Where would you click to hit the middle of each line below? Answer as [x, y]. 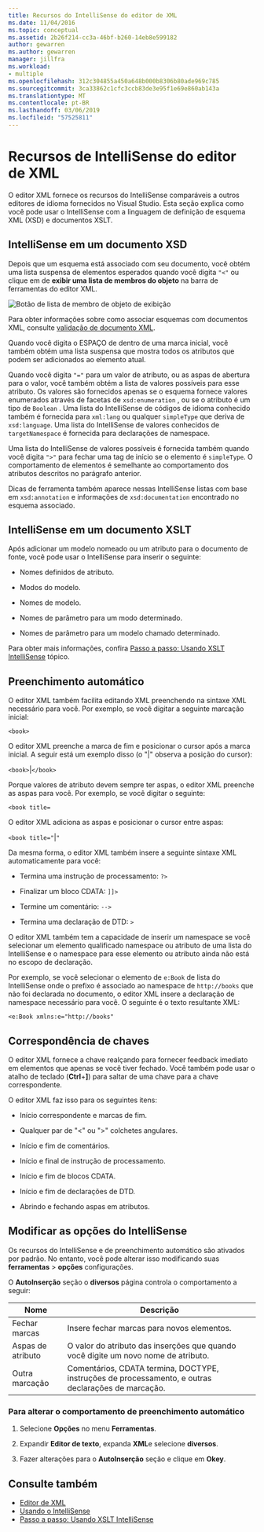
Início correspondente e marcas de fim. [83, 1116]
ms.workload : [29, 67]
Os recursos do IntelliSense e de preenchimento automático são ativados [126, 1250]
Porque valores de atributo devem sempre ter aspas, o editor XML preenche [131, 785]
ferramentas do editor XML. [53, 288]
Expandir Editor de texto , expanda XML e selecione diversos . [119, 1444]
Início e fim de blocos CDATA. [68, 1176]
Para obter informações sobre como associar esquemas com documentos [128, 319]
